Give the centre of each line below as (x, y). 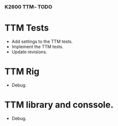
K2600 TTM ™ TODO (28, 7)
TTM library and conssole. (59, 105)
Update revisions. (29, 52)
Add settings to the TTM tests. (42, 42)
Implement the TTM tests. (38, 47)
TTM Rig (22, 72)
